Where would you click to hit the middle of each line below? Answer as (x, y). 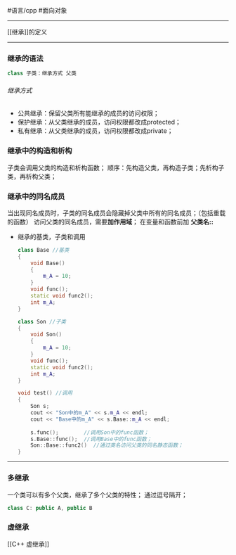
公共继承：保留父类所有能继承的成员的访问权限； (88, 113)
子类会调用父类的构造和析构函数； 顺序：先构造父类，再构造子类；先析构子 (116, 167)
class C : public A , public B (50, 508)
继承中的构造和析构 (40, 151)
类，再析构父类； (32, 176)
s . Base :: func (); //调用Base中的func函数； (91, 439)
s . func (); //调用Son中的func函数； (90, 432)
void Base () (48, 263)
